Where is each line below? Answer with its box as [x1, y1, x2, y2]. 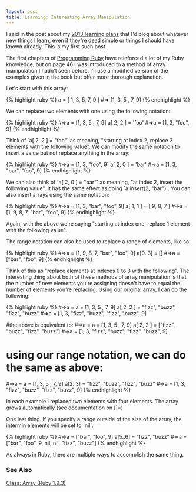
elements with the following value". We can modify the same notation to [6, 143, 180, 150]
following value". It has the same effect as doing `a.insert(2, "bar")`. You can [6, 184, 191, 192]
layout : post [6, 8, 38, 15]
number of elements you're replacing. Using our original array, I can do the [6, 286, 187, 293]
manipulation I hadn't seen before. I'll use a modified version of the [6, 67, 168, 74]
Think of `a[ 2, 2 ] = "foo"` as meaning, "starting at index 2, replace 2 [6, 136, 173, 144]
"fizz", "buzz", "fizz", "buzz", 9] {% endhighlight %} [6, 386, 131, 393]
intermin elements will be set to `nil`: [6, 422, 94, 429]
